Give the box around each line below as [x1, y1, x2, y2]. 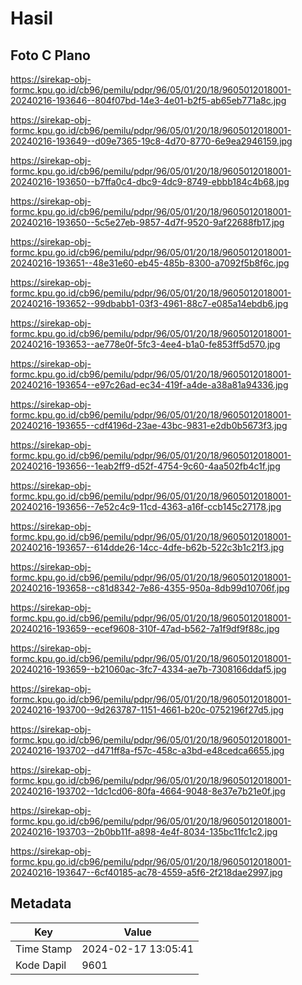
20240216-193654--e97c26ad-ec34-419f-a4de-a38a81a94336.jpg [10, 379, 289, 391]
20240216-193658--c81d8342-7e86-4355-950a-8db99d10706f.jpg [10, 582, 290, 594]
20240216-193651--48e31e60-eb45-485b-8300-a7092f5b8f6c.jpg [10, 257, 290, 269]
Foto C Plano [10, 47, 91, 64]
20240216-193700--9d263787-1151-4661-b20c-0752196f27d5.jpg [10, 704, 285, 716]
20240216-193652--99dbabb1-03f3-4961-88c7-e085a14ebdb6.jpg [10, 298, 289, 309]
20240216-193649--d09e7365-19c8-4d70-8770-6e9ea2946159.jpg [10, 135, 293, 147]
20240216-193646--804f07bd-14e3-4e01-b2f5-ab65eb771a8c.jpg [10, 95, 287, 106]
